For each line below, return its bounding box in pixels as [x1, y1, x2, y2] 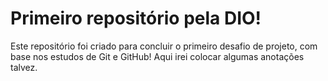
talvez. [10, 61, 38, 73]
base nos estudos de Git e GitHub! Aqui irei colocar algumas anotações [10, 50, 305, 62]
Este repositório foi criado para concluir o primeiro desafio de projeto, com [10, 40, 318, 52]
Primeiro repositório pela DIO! [10, 7, 262, 30]
